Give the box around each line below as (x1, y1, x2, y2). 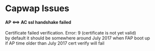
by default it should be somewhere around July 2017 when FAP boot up (5, 35, 151, 41)
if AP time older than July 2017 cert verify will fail (5, 40, 105, 46)
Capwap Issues (5, 3, 70, 14)
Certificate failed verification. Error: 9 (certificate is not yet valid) (5, 30, 137, 36)
